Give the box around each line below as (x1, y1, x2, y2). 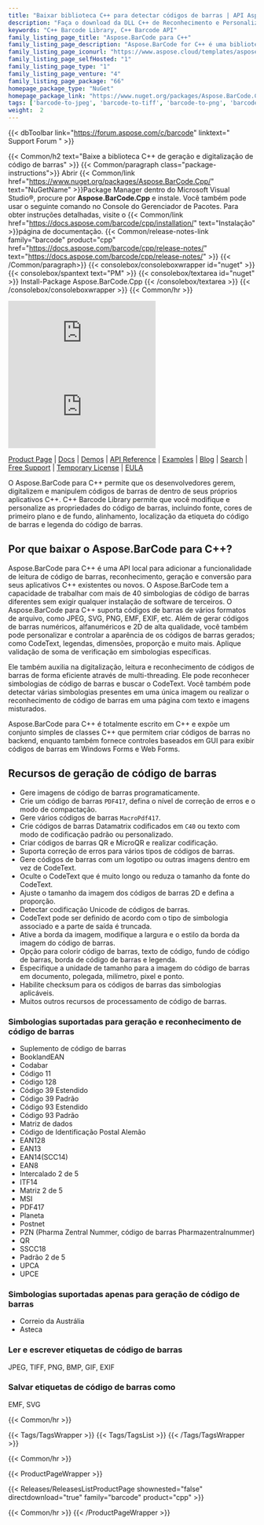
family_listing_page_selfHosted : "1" (8, 56, 132, 64)
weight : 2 (8, 107, 44, 115)
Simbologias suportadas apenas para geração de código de (8, 1289, 240, 1300)
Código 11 (19, 1069, 51, 1078)
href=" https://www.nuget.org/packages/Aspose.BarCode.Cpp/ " (8, 177, 214, 185)
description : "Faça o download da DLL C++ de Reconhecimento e (8, 19, 220, 27)
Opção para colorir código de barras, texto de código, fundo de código (19, 946, 250, 955)
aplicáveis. (19, 988, 55, 998)
